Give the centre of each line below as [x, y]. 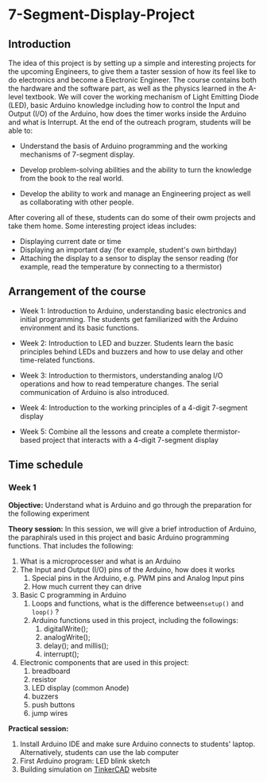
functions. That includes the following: [71, 545]
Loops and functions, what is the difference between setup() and [137, 603]
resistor [44, 679]
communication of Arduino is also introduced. [94, 392]
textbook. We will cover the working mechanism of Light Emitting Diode [142, 97]
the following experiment [49, 513]
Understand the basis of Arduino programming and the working [124, 146]
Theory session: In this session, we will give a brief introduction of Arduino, [132, 528]
